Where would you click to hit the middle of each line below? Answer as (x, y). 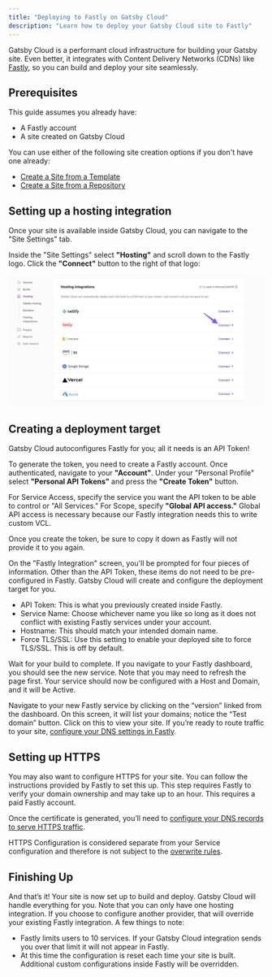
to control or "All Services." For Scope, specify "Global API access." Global (135, 506)
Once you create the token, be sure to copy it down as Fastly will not (123, 539)
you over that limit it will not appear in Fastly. (95, 946)
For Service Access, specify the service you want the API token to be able (132, 497)
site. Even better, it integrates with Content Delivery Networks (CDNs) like (132, 59)
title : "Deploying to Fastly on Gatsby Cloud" (89, 17)
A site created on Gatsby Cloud (72, 137)
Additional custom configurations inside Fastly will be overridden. (130, 964)
